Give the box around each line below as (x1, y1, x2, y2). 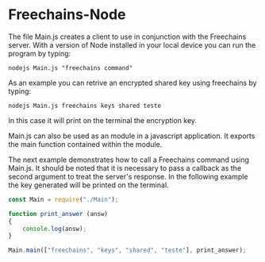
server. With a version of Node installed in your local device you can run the (8, 40, 256, 49)
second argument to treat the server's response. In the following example (8, 171, 248, 181)
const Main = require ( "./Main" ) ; (8, 195, 119, 203)
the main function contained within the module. (8, 139, 163, 148)
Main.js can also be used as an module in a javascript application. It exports (8, 131, 255, 141)
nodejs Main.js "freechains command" (8, 64, 133, 72)
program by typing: (8, 48, 71, 58)
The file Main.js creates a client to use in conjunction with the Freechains (8, 32, 247, 41)
